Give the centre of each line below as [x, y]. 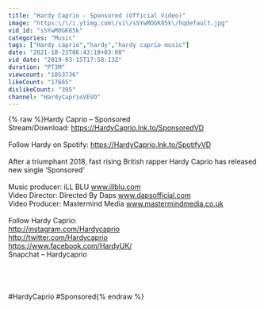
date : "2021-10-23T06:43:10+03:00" [67, 52]
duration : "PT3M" [37, 68]
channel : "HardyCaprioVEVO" [55, 97]
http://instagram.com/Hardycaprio [64, 229]
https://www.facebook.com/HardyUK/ [70, 246]
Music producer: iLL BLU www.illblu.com [75, 187]
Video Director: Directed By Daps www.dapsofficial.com [100, 195]
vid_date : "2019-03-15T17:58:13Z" [65, 60]
